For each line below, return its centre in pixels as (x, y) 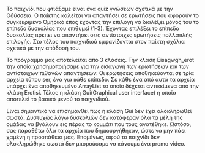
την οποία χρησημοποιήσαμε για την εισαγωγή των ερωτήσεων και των (98, 66)
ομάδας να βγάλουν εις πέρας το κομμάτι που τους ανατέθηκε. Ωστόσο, (99, 124)
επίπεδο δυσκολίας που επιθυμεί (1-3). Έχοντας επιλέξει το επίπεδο (93, 28)
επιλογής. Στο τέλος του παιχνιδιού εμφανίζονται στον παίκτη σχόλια (96, 41)
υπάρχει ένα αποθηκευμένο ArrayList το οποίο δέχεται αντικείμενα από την (102, 86)
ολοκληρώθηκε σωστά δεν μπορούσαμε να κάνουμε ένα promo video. (96, 143)
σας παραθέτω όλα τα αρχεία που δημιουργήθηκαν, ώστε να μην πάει (96, 131)
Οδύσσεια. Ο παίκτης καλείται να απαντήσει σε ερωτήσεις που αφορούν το (102, 15)
